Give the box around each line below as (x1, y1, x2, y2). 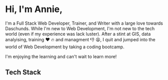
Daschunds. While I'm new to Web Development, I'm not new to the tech (5, 25, 155, 31)
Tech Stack (5, 68, 41, 76)
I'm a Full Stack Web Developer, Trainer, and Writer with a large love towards (5, 20, 163, 26)
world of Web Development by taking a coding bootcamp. (5, 44, 124, 50)
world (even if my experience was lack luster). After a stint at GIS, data (5, 31, 151, 37)
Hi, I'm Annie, (5, 4, 63, 15)
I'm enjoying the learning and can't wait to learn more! (5, 53, 117, 59)
